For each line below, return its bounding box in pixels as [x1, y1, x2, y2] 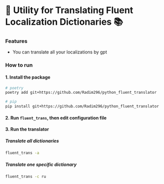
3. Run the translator [5, 126, 49, 133]
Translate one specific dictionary [5, 161, 77, 167]
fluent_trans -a [5, 151, 39, 156]
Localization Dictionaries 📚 [5, 16, 124, 28]
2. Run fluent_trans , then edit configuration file [5, 114, 107, 120]
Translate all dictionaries [5, 138, 59, 144]
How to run [5, 62, 33, 69]
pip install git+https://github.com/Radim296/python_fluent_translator [5, 104, 159, 109]
